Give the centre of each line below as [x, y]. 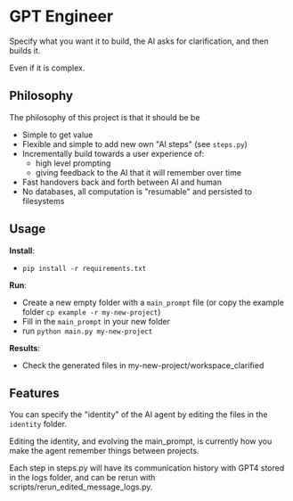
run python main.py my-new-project [87, 331]
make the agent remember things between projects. [104, 451]
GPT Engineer [61, 16]
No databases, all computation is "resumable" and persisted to [137, 191]
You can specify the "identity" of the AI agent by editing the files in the [139, 415]
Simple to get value [57, 135]
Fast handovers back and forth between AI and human [122, 182]
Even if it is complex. [47, 68]
